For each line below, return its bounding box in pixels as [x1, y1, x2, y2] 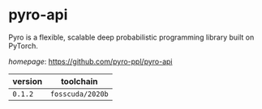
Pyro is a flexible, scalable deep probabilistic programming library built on [8, 32, 255, 42]
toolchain [60, 75, 99, 86]
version [12, 75, 43, 86]
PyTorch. [8, 40, 39, 50]
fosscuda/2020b [49, 89, 109, 99]
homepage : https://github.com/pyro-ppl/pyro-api [8, 57, 173, 66]
